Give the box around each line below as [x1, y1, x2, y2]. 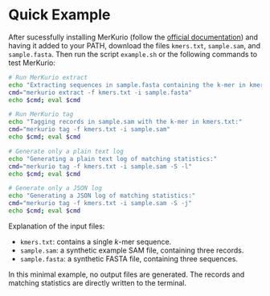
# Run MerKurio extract [8, 73, 88, 81]
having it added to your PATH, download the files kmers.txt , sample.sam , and [8, 40, 261, 50]
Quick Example [8, 6, 111, 24]
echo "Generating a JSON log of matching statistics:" [8, 191, 196, 200]
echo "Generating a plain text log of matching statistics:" [8, 154, 218, 162]
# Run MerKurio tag [8, 110, 74, 118]
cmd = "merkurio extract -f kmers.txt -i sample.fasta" [8, 88, 193, 97]
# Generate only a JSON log [8, 184, 103, 192]
